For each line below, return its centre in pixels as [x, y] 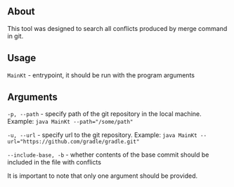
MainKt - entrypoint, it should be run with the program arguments [101, 75]
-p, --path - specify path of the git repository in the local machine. [104, 114]
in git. [15, 36]
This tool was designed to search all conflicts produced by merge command [117, 28]
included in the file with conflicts [54, 162]
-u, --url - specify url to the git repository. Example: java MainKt [103, 135]
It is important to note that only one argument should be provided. [103, 176]
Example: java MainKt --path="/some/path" [70, 122]
